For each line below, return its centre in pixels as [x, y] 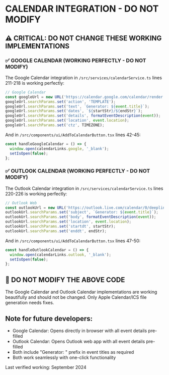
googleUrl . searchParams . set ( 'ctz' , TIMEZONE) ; [55, 125]
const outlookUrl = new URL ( [36, 207]
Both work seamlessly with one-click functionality [64, 357]
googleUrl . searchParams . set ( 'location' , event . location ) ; [67, 121]
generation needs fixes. [30, 303]
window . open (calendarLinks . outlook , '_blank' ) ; [61, 255]
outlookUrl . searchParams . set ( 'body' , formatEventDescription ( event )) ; [81, 217]
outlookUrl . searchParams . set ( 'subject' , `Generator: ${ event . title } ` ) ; [82, 212]
